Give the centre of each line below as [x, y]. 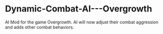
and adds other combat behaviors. [40, 27]
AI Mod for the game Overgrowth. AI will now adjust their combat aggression [82, 22]
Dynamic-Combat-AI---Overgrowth [79, 9]
